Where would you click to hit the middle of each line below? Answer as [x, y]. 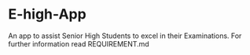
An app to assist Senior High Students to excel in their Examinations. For [125, 36]
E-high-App [47, 14]
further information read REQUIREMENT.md [79, 43]
